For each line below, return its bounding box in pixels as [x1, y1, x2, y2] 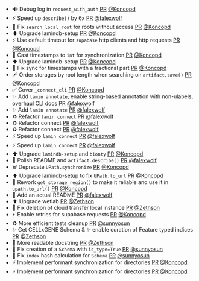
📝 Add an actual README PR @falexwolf [11, 191, 113, 198]
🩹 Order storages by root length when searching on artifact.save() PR [11, 71, 192, 78]
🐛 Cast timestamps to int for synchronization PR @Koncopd [11, 51, 162, 58]
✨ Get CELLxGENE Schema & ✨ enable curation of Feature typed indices [11, 226, 194, 233]
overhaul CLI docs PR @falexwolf [11, 99, 95, 107]
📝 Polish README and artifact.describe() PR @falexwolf [11, 157, 157, 163]
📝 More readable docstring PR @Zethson [11, 239, 114, 246]
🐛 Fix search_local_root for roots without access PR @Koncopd [11, 24, 171, 30]
